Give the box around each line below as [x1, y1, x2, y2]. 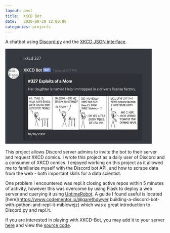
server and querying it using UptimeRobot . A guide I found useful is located [5, 191, 162, 197]
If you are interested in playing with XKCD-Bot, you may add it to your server [5, 217, 165, 223]
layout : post [5, 8, 33, 13]
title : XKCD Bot [5, 13, 42, 19]
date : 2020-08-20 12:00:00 [5, 19, 67, 24]
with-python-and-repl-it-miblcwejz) [5, 202, 80, 208]
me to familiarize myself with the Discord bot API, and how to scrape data [5, 165, 158, 171]
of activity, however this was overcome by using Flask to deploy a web [5, 185, 153, 192]
